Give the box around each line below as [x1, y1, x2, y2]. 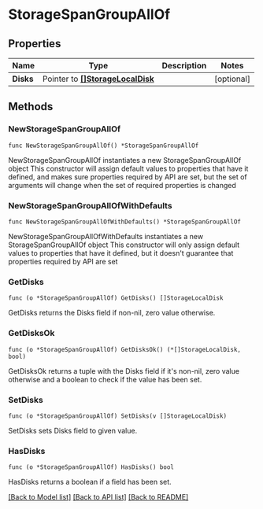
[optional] [213, 73, 250, 84]
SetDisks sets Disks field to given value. [8, 426, 138, 435]
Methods [8, 100, 54, 113]
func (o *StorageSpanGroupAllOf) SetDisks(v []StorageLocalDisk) [8, 411, 227, 420]
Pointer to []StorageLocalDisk [42, 73, 155, 84]
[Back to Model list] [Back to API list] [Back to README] [8, 492, 189, 502]
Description [161, 61, 207, 71]
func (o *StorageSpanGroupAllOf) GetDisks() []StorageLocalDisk [8, 294, 224, 302]
